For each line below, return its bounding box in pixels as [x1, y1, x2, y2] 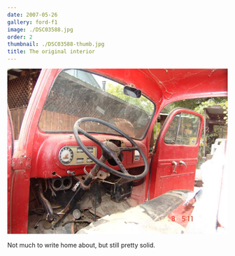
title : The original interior [7, 48, 96, 55]
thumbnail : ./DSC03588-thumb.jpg [7, 41, 105, 48]
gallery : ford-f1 [7, 18, 58, 26]
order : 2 [7, 34, 33, 41]
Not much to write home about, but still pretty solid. [7, 241, 156, 249]
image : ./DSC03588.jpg [7, 26, 73, 33]
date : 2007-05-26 [7, 11, 58, 18]
